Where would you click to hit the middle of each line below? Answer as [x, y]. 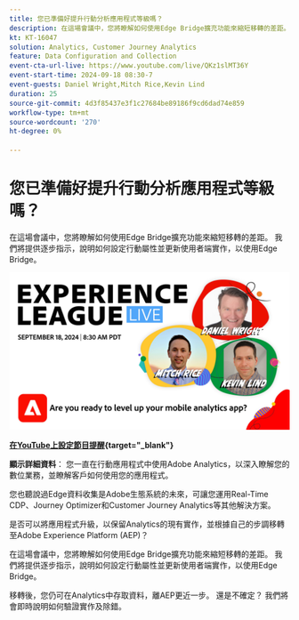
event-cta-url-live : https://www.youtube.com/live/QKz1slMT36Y [129, 66]
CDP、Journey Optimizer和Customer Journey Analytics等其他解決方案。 [142, 505]
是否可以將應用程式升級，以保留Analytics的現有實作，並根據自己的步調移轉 [147, 524]
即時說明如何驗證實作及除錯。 [71, 607]
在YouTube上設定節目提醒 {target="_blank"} [92, 446]
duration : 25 [33, 93]
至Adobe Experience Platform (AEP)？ [79, 535]
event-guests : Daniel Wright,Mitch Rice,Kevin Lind [107, 85]
